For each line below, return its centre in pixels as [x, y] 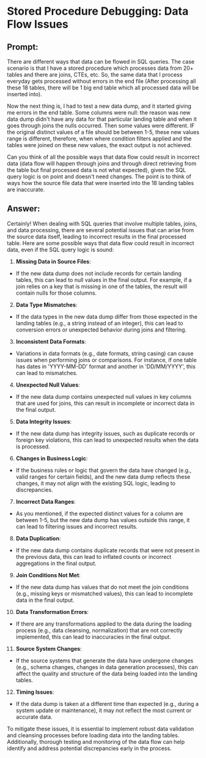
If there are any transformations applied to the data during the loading [104, 624]
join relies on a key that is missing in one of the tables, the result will [101, 286]
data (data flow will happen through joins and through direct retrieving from [102, 163]
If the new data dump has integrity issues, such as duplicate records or [105, 433]
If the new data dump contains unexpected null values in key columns [104, 396]
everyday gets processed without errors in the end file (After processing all [101, 81]
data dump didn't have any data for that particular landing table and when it [102, 119]
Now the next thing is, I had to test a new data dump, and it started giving [99, 106]
